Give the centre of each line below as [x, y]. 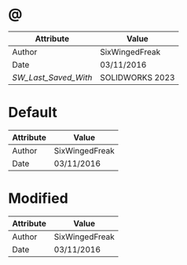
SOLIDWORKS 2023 [137, 77]
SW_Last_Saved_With [52, 77]
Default [33, 113]
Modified [38, 199]
